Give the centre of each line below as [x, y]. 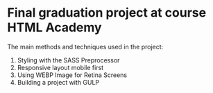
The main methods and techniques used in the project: [85, 46]
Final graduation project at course [107, 13]
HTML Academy [54, 27]
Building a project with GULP [58, 82]
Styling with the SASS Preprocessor [68, 60]
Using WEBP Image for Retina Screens [72, 75]
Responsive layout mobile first [60, 67]
